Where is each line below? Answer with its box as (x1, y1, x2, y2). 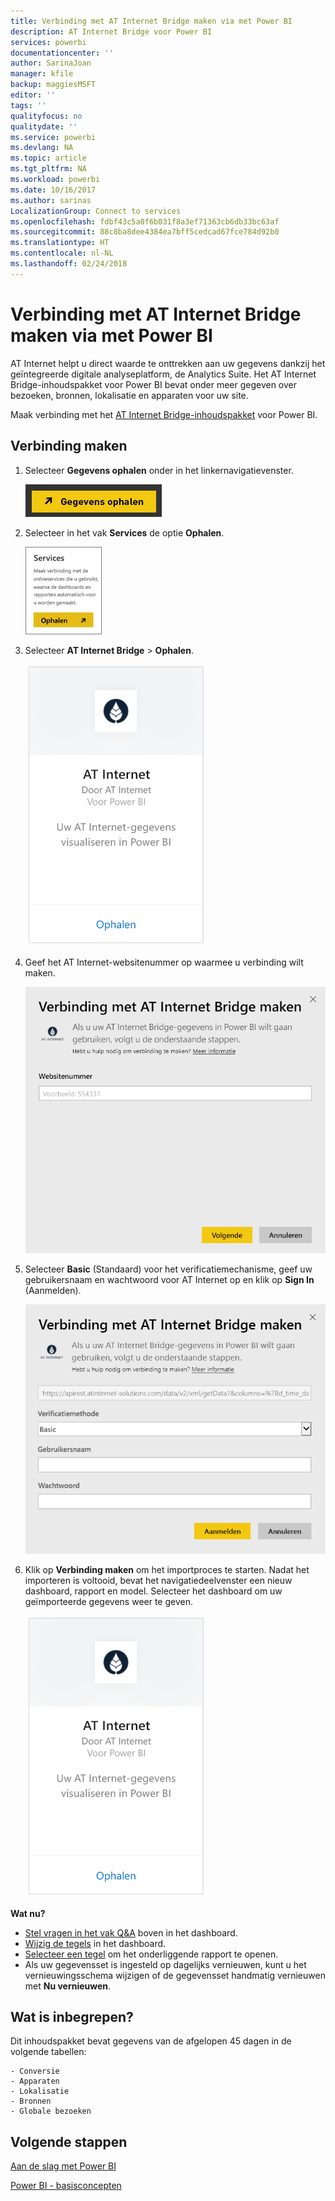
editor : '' (10, 90, 56, 100)
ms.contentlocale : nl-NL (10, 248, 114, 259)
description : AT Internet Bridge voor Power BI (10, 26, 213, 37)
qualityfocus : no (10, 111, 83, 121)
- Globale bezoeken (10, 2106, 92, 2117)
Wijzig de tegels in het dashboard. (24, 1937, 167, 1949)
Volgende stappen (10, 2133, 128, 2150)
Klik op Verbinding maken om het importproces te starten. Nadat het (24, 1563, 310, 1575)
